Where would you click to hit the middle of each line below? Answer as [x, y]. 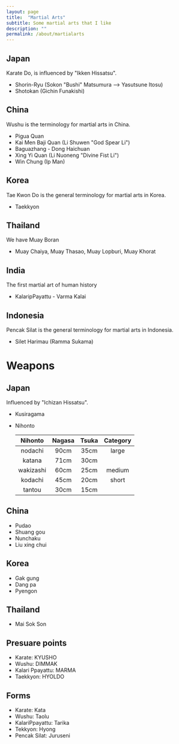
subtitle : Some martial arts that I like [59, 23]
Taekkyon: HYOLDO [40, 677]
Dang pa [26, 584]
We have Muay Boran [33, 240]
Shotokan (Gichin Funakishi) [50, 91]
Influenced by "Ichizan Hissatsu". [47, 402]
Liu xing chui [31, 544]
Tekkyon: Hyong [35, 729]
